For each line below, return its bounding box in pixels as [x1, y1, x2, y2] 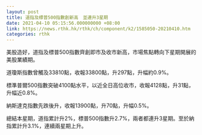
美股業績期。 [6, 56, 38, 63]
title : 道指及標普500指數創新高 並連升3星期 [6, 14, 109, 20]
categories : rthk [6, 31, 50, 37]
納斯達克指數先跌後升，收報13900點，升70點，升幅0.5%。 [6, 102, 152, 109]
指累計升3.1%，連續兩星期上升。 [6, 122, 87, 130]
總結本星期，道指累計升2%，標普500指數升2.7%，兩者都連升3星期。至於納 [6, 115, 195, 122]
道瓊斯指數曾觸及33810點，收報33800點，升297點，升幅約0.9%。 [6, 69, 172, 76]
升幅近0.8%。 [6, 89, 41, 96]
